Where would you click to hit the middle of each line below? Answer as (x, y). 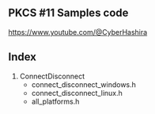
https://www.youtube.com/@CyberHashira (78, 32)
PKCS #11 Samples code (68, 13)
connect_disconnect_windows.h (84, 84)
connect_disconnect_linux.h (77, 93)
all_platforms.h (55, 101)
